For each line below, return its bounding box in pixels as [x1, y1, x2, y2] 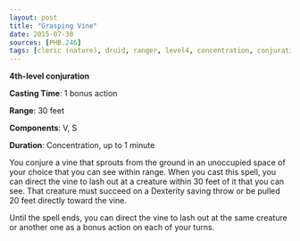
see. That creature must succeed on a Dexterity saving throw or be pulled [9, 186, 281, 196]
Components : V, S [9, 122, 78, 134]
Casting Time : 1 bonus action [9, 88, 118, 99]
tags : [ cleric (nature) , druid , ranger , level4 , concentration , [9, 46, 254, 55]
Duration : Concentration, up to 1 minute [9, 140, 155, 151]
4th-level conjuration [9, 71, 90, 81]
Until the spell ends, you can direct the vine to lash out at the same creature [9, 212, 287, 223]
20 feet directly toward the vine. [9, 195, 128, 206]
